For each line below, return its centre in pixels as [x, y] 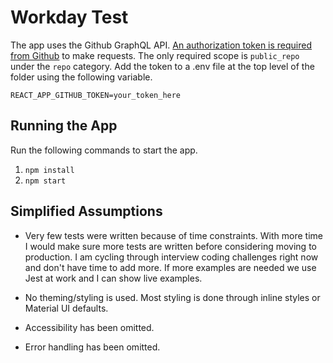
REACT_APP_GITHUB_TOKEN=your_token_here [96, 95]
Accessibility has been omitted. [89, 327]
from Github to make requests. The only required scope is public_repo [155, 55]
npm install [49, 170]
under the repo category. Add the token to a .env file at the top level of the [162, 66]
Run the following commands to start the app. [104, 150]
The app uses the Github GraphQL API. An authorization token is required [161, 45]
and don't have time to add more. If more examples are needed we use [170, 267]
